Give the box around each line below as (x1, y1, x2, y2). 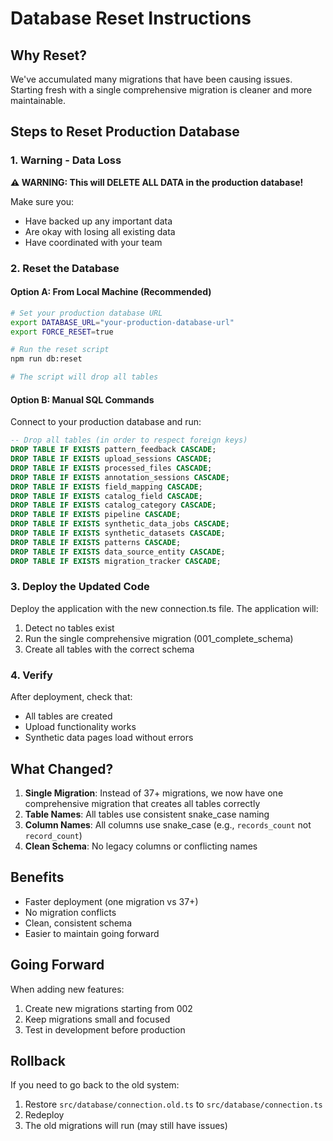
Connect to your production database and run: (10, 416, 202, 428)
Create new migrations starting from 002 (24, 1002, 193, 1014)
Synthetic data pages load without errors (24, 732, 194, 744)
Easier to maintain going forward (24, 927, 160, 939)
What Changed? (10, 760, 114, 777)
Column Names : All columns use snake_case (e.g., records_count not (24, 818, 312, 831)
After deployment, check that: (10, 691, 133, 703)
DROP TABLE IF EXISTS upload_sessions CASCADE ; (10, 454, 213, 464)
